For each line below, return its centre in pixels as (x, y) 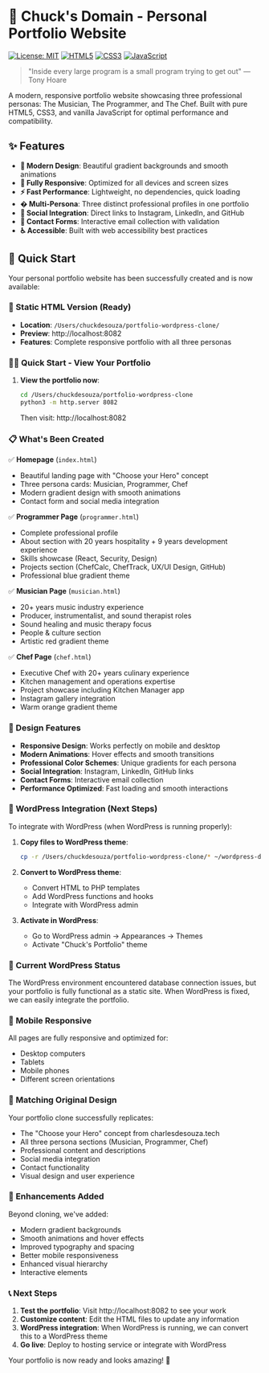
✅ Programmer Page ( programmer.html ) (73, 517)
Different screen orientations (67, 1079)
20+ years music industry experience (82, 607)
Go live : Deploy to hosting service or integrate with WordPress (123, 1345)
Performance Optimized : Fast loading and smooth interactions (124, 788)
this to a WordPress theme (64, 1336)
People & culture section (61, 633)
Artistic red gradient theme (64, 641)
